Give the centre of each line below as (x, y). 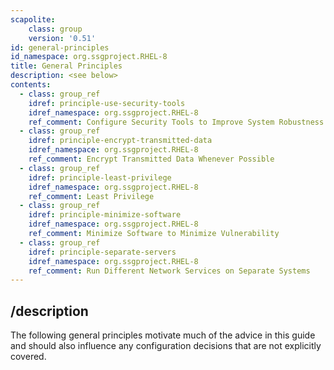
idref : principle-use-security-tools (107, 103)
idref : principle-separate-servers (102, 252)
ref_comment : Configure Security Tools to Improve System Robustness (176, 122)
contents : (31, 85)
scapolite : (33, 19)
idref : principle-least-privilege (100, 177)
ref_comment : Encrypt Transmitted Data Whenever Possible (151, 159)
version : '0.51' (62, 38)
